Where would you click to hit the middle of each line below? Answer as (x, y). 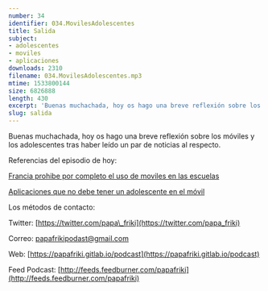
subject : (23, 38)
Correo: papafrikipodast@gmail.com (68, 238)
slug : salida (30, 114)
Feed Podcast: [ (35, 270)
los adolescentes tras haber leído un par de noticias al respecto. (115, 145)
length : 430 (28, 98)
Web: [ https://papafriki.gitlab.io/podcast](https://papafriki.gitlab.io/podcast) (134, 254)
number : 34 (27, 16)
